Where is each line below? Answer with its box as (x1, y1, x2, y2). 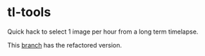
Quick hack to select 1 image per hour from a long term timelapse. (7, 27, 199, 36)
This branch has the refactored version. (7, 41, 122, 49)
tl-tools (7, 4, 51, 20)
